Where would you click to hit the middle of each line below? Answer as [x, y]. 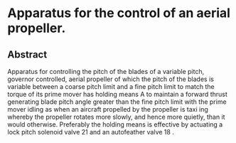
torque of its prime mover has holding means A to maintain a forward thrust [117, 94]
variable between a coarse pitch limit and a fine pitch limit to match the [111, 86]
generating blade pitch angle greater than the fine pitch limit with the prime [117, 102]
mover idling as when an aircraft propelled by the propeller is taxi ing [108, 109]
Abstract [27, 54]
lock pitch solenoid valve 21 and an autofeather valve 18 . [91, 132]
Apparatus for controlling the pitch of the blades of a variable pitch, [106, 71]
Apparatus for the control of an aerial [119, 13]
